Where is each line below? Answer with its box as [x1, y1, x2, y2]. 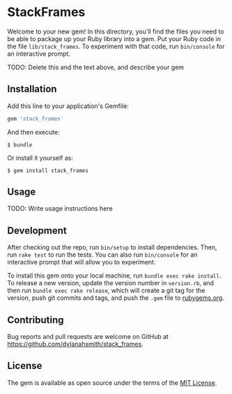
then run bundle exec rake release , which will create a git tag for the [7, 287, 206, 295]
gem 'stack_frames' [7, 115, 64, 122]
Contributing [7, 314, 64, 326]
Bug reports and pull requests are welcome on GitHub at [7, 333, 169, 341]
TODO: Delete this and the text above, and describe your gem [7, 63, 185, 71]
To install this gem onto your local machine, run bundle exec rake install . [7, 271, 222, 280]
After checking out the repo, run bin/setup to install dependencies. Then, [7, 243, 217, 252]
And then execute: [7, 128, 60, 136]
